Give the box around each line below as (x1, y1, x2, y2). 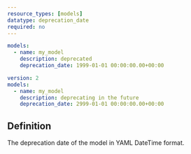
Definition (7, 120, 51, 132)
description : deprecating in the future (20, 94, 139, 101)
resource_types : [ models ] (7, 10, 83, 17)
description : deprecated (20, 55, 92, 63)
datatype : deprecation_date (7, 17, 90, 24)
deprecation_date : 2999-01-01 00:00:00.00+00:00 (20, 101, 164, 108)
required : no (7, 23, 45, 30)
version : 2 (7, 74, 39, 81)
